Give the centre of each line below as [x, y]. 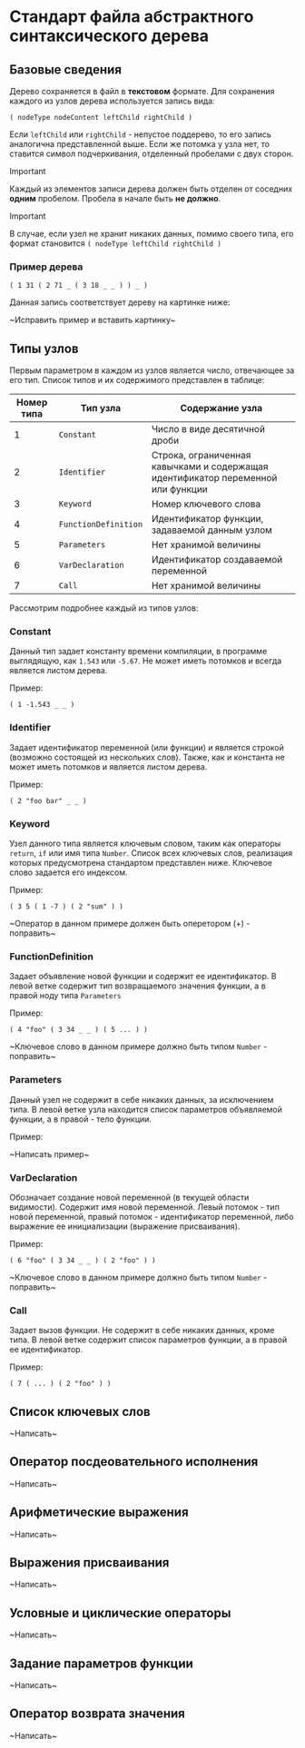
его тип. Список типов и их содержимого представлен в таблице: [137, 380]
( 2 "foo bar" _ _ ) [49, 800]
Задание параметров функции [101, 1663]
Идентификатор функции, [207, 519]
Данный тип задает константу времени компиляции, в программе [138, 652]
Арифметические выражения [99, 1512]
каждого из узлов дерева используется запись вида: [112, 101]
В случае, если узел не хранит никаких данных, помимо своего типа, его [152, 234]
